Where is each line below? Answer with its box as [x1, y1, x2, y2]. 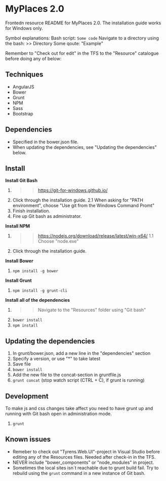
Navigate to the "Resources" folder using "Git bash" [37, 307, 146, 313]
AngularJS [12, 84, 34, 90]
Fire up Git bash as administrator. [12, 213, 82, 219]
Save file [12, 361, 31, 367]
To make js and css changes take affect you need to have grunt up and [5, 406, 153, 411]
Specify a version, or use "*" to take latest [12, 355, 101, 362]
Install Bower [5, 258, 34, 264]
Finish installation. [12, 208, 51, 214]
